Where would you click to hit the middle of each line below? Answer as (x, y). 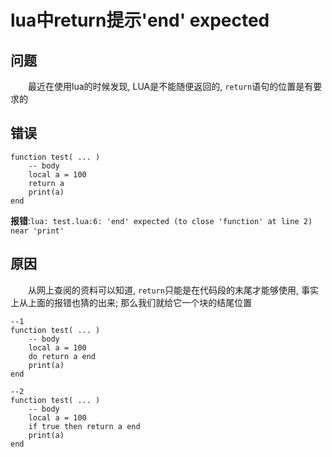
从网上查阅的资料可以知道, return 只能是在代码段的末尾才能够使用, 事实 (173, 290)
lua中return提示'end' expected (140, 20)
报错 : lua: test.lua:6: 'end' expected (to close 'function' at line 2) (161, 220)
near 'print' (37, 231)
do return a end (62, 356)
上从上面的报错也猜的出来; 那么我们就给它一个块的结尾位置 (131, 302)
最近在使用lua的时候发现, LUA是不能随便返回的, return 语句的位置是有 (171, 86)
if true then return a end (84, 426)
